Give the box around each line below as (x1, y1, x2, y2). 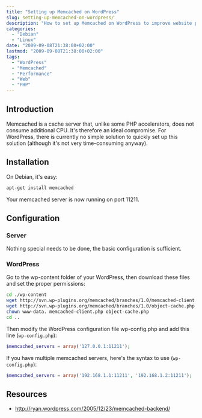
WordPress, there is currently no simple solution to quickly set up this (6, 133, 179, 140)
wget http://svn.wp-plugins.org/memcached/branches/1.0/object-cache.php (6, 303, 195, 309)
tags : (6, 54, 20, 60)
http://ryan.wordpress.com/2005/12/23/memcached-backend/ (14, 405, 171, 413)
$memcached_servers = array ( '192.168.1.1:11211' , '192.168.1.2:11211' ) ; (6, 372, 192, 378)
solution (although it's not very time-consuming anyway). (6, 140, 148, 147)
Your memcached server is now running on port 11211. (6, 196, 139, 203)
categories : (6, 25, 36, 32)
